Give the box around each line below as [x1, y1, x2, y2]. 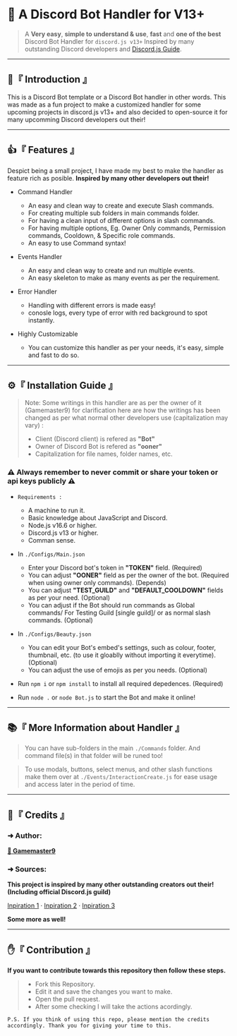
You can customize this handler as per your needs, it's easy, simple [28, 343, 224, 351]
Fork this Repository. [35, 980, 95, 989]
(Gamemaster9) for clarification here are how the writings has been [24, 406, 221, 415]
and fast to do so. [28, 351, 80, 359]
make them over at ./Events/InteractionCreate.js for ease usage [24, 773, 217, 781]
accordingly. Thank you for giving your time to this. [7, 1023, 172, 1030]
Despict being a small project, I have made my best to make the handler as [7, 166, 224, 175]
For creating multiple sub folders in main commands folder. [28, 208, 200, 217]
